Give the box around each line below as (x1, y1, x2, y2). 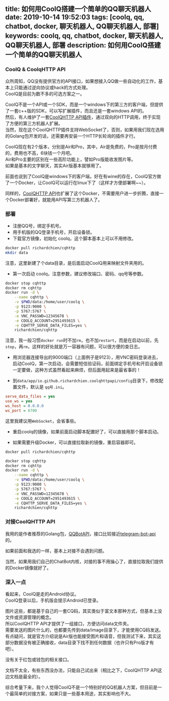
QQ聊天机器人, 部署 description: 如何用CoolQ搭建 (5, 41, 161, 49)
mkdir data (5, 250, 28, 255)
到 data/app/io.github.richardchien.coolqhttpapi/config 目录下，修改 (12, 378, 159, 384)
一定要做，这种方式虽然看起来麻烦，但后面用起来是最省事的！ (12, 367, 141, 373)
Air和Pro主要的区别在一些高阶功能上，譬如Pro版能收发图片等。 (5, 156, 136, 162)
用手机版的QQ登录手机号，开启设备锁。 (12, 229, 95, 235)
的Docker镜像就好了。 (5, 564, 51, 571)
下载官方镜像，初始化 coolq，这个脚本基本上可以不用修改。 (12, 235, 136, 241)
